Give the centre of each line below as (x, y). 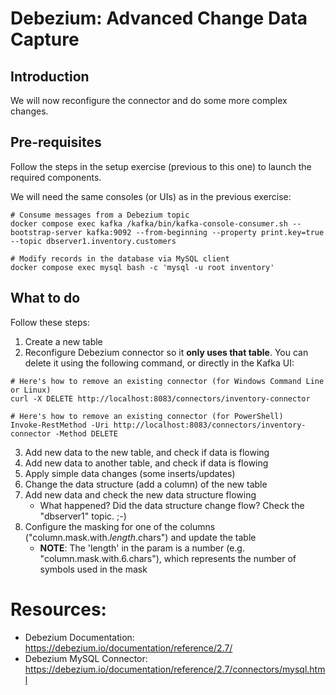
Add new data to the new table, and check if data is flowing (147, 452)
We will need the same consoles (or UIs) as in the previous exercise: (151, 196)
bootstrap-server (46, 232)
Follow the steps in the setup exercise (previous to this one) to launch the (161, 166)
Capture (45, 39)
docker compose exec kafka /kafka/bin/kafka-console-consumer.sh (149, 223)
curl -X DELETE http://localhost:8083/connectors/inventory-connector (160, 398)
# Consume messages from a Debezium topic (100, 215)
